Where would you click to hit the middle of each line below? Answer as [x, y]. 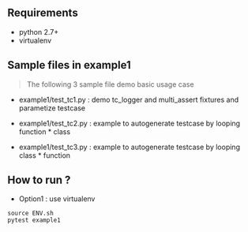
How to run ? [39, 180]
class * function [45, 155]
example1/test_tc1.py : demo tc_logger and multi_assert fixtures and [129, 99]
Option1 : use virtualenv [57, 199]
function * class [45, 131]
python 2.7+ [39, 32]
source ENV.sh [31, 213]
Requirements [43, 13]
